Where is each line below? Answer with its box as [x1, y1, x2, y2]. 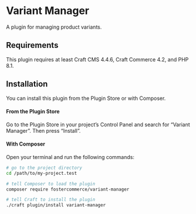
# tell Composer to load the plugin [6, 181, 95, 187]
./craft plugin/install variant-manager [6, 202, 106, 208]
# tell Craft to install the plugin [6, 197, 95, 203]
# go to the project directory [6, 165, 82, 171]
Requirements [6, 40, 59, 50]
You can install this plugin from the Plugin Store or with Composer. [6, 95, 166, 102]
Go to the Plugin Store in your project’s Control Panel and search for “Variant [6, 121, 190, 128]
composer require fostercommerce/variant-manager [6, 186, 130, 192]
